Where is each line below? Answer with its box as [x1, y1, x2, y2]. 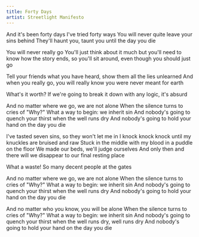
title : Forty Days [6, 8, 52, 15]
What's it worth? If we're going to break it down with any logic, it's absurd [6, 91, 188, 98]
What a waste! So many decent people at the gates [6, 163, 132, 170]
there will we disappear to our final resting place [6, 151, 125, 158]
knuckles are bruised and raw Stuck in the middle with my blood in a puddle [6, 139, 193, 146]
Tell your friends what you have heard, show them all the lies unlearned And [6, 73, 193, 80]
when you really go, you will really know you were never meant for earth [6, 79, 184, 86]
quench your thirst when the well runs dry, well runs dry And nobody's [6, 218, 180, 225]
